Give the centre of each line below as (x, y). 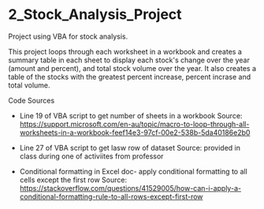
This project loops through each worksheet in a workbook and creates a (125, 51)
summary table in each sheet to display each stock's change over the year (129, 60)
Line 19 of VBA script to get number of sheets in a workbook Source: (131, 115)
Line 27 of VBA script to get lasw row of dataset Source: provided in (130, 147)
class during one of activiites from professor (91, 156)
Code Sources (32, 100)
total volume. (29, 85)
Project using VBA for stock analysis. (68, 36)
